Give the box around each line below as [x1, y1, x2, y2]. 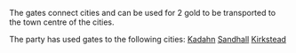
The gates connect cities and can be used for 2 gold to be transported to [9, 8, 276, 18]
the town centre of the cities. [9, 17, 115, 27]
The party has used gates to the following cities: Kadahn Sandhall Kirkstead [9, 34, 287, 44]
